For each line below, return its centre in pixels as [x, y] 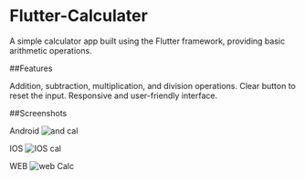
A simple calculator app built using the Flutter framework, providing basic [147, 41]
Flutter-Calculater [79, 16]
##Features [31, 68]
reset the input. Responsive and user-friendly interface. [114, 95]
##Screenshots [38, 113]
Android [24, 130]
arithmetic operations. [51, 50]
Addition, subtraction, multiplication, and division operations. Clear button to [153, 85]
